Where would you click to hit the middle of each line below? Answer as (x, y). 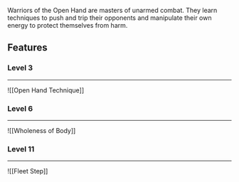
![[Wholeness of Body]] (42, 130)
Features (27, 48)
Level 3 (20, 68)
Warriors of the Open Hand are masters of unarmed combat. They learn (112, 10)
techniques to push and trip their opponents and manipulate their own (110, 18)
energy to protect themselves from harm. (68, 25)
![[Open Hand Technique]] (46, 90)
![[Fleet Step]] (28, 171)
